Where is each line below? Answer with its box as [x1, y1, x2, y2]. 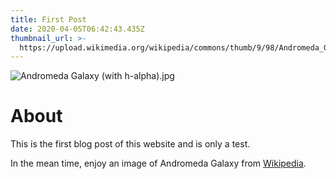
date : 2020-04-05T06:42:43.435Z [10, 24, 145, 34]
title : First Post [10, 14, 87, 25]
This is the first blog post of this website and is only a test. [10, 138, 251, 150]
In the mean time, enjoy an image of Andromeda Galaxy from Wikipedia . [10, 157, 307, 170]
